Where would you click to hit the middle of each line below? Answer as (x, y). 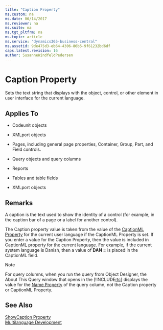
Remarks (19, 203)
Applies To (22, 113)
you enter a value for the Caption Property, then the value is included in (77, 239)
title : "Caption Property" (33, 10)
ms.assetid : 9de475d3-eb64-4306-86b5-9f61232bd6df (58, 46)
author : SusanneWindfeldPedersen (39, 55)
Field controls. (27, 149)
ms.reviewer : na (22, 23)
